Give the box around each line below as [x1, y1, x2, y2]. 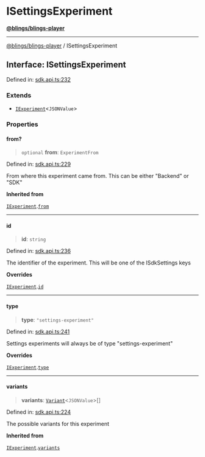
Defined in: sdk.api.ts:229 [6, 160, 71, 168]
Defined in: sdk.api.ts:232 [6, 76, 71, 83]
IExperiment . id [6, 283, 44, 290]
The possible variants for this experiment [6, 420, 110, 427]
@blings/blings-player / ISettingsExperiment [6, 41, 118, 49]
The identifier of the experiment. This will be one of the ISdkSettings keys [6, 259, 191, 266]
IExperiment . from [6, 202, 49, 210]
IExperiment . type [6, 363, 49, 370]
